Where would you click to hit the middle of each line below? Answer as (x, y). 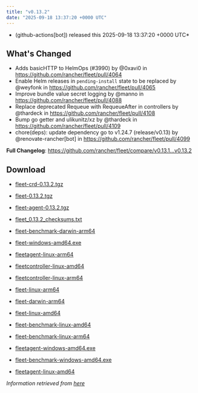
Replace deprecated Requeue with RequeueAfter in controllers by (97, 107)
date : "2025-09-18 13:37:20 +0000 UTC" (57, 18)
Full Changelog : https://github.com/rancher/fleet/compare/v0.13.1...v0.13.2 (99, 151)
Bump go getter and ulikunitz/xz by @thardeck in (76, 120)
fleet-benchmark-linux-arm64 (52, 337)
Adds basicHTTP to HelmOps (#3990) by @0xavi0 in (81, 68)
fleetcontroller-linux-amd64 (50, 266)
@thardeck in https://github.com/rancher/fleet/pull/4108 (85, 113)
